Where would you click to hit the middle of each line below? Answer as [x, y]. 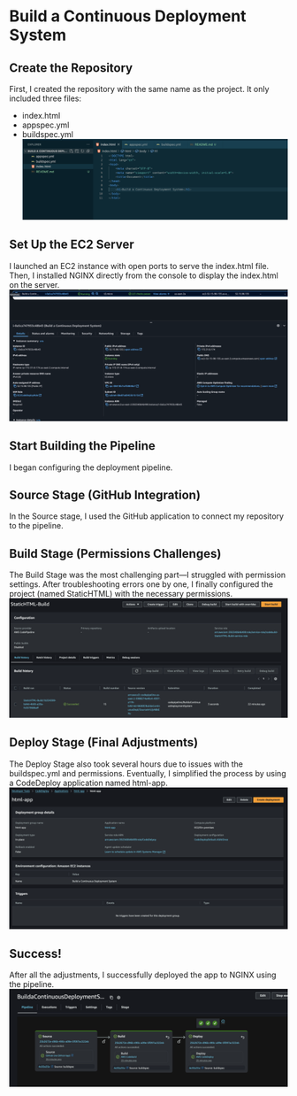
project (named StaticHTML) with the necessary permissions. [121, 594]
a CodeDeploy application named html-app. [88, 783]
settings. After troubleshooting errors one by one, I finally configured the [141, 584]
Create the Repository [71, 68]
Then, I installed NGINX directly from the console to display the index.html [144, 275]
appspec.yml [46, 125]
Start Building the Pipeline [83, 446]
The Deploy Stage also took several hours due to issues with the [126, 764]
